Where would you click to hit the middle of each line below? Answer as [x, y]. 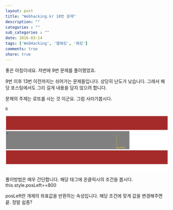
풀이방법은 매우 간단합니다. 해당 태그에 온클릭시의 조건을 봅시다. [69, 179]
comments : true [22, 49]
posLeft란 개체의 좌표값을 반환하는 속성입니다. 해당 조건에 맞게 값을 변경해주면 [84, 196]
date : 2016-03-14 [24, 38]
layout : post [19, 11]
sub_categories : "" [28, 33]
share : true [18, 54]
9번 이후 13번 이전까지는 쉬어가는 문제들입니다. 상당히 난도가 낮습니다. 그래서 [82, 81]
